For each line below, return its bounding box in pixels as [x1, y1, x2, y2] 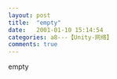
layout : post [8, 11, 51, 20]
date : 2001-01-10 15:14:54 [8, 26, 104, 34]
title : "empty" [8, 19, 61, 27]
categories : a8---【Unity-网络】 [8, 33, 113, 41]
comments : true [8, 41, 58, 48]
